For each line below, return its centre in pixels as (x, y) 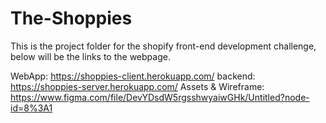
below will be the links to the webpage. (90, 56)
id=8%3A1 (31, 108)
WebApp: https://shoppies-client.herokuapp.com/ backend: (133, 76)
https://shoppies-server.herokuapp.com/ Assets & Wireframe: (137, 86)
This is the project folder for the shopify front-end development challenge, (163, 46)
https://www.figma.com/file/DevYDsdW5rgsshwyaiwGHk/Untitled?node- (160, 97)
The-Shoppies (71, 18)
